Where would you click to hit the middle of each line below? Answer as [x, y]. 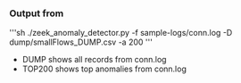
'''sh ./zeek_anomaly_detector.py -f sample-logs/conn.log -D [121, 33]
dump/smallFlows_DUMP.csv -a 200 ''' [81, 42]
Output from [37, 13]
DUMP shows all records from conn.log [94, 60]
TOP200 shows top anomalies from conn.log [104, 69]
